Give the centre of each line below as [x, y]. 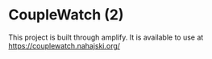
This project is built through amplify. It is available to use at [106, 37]
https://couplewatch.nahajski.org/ [64, 45]
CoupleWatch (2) [66, 15]
